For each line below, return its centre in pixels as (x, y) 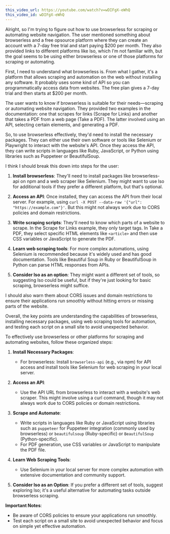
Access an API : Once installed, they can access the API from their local (87, 196)
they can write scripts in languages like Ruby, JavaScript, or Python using (82, 151)
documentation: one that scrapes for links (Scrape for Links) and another (81, 114)
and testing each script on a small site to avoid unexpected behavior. (77, 327)
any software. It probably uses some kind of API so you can (67, 82)
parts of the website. (27, 306)
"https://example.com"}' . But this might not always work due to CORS (86, 207)
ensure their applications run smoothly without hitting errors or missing (79, 301)
